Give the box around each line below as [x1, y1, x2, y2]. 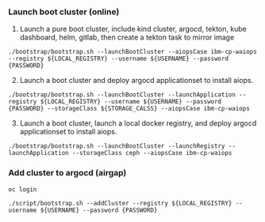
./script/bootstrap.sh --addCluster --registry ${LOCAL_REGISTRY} [8, 199, 232, 207]
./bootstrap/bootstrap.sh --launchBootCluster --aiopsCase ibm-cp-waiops [8, 48, 258, 56]
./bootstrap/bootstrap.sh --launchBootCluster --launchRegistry [8, 142, 225, 150]
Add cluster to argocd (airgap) [8, 167, 127, 179]
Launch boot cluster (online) [8, 6, 120, 17]
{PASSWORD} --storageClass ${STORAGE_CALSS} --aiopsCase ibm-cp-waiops [8, 105, 250, 113]
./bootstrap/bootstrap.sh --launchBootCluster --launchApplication [8, 91, 236, 99]
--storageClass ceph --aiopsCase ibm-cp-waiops [71, 149, 232, 157]
